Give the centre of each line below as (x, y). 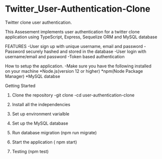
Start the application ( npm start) (44, 142)
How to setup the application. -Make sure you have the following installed (78, 66)
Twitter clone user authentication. (38, 22)
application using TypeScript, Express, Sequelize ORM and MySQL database (81, 37)
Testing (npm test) (30, 151)
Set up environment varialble (41, 114)
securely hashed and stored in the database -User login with (86, 51)
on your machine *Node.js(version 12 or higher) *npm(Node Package (74, 71)
